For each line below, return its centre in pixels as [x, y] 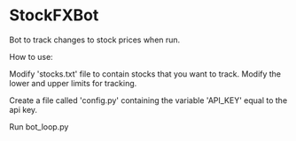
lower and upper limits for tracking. [73, 83]
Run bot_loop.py [39, 126]
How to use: [31, 56]
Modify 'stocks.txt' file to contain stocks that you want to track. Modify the [145, 74]
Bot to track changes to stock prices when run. [95, 40]
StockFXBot [54, 15]
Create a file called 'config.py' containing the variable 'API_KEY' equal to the [148, 100]
